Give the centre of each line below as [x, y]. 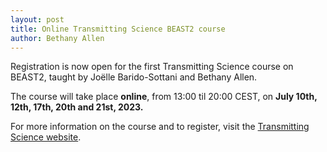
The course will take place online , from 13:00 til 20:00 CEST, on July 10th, [164, 97]
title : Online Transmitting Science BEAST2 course [118, 29]
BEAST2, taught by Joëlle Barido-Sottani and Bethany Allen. [134, 77]
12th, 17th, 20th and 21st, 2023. [77, 107]
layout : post [37, 19]
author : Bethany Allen [57, 38]
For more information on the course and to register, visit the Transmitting [160, 127]
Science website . [46, 137]
